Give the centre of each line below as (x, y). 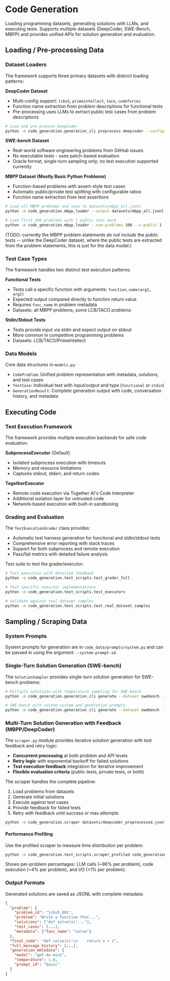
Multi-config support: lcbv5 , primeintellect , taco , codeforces (76, 101)
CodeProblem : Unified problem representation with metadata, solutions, (86, 375)
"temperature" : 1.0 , (36, 960)
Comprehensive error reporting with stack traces (63, 543)
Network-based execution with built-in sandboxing (66, 504)
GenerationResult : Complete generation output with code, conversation (87, 391)
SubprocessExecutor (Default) (38, 453)
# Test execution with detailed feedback (50, 573)
